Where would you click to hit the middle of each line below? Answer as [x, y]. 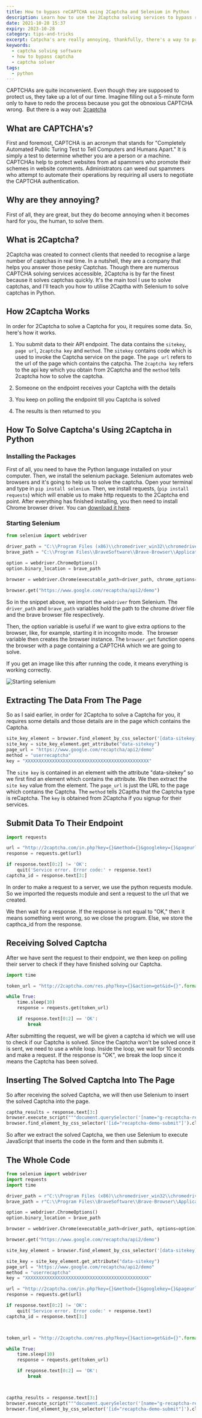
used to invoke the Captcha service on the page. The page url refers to [103, 357]
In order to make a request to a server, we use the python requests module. [99, 887]
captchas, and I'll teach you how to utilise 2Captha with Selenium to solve [97, 286]
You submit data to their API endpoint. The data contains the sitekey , [100, 344]
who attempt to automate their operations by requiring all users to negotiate [100, 175]
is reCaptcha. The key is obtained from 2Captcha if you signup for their [94, 798]
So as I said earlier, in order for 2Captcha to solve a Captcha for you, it [93, 715]
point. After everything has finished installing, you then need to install [92, 501]
